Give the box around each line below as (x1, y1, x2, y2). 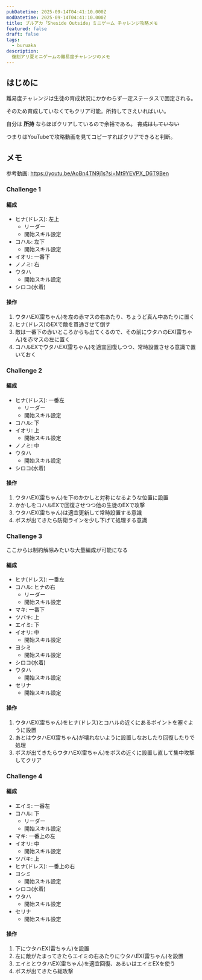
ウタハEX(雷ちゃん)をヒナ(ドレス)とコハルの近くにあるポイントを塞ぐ (14, 719, 189, 726)
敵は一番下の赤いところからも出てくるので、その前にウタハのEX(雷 (14, 328, 182, 335)
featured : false (6, 25, 47, 32)
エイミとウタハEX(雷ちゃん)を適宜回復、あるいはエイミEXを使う (14, 959, 175, 967)
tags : (6, 37, 20, 43)
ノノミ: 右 (14, 261, 40, 268)
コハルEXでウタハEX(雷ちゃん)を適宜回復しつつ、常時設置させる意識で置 (14, 343, 196, 350)
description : (6, 48, 39, 54)
